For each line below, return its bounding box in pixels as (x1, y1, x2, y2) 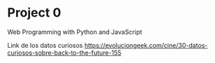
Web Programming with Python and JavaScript (7, 28, 142, 36)
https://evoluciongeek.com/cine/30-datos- (84, 41, 208, 49)
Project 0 (7, 5, 62, 21)
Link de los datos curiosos (7, 41, 83, 49)
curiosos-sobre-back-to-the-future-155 (7, 48, 122, 57)
